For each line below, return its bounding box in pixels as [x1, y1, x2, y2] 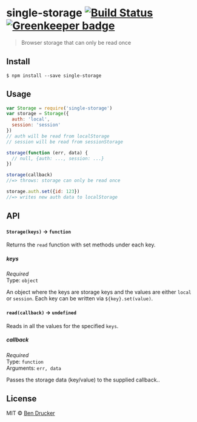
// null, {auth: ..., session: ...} [12, 155, 104, 162]
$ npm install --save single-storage [6, 73, 102, 79]
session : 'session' [12, 122, 61, 128]
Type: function [6, 358, 44, 365]
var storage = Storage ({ [6, 111, 69, 117]
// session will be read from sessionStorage [6, 139, 123, 145]
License [6, 394, 37, 404]
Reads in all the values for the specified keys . [6, 322, 119, 329]
